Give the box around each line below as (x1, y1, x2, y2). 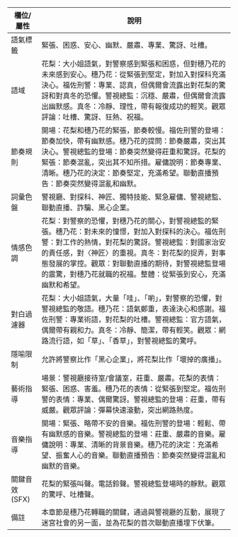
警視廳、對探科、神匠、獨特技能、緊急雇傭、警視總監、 (41, 192, 226, 202)
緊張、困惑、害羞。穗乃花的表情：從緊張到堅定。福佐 (41, 384, 219, 394)
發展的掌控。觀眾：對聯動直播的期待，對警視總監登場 (48, 259, 226, 268)
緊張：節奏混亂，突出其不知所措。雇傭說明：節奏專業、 (41, 158, 226, 167)
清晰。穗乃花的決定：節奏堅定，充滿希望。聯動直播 (41, 168, 212, 178)
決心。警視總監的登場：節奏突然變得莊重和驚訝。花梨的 (41, 147, 226, 156)
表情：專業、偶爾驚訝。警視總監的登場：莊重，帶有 (55, 394, 226, 404)
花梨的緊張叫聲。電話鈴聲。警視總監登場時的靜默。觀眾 (41, 479, 226, 489)
